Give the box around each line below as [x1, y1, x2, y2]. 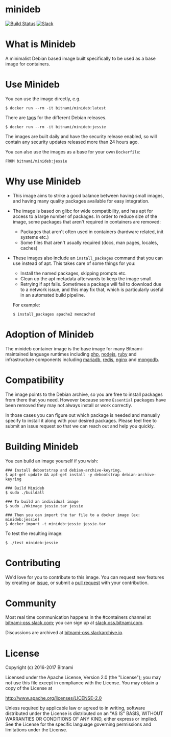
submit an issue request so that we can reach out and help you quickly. [5, 423, 155, 429]
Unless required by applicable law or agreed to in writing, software [5, 705, 145, 711]
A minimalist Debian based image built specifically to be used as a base [5, 55, 156, 61]
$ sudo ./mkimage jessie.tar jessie [5, 503, 83, 508]
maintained [5, 351, 29, 357]
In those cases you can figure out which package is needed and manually [5, 412, 160, 418]
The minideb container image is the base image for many [5, 345, 125, 351]
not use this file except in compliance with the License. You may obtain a [5, 680, 158, 686]
